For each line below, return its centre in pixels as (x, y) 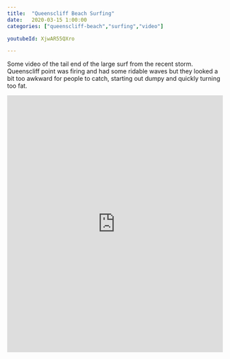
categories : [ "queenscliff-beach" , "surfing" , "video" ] (86, 26)
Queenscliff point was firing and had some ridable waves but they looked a (113, 71)
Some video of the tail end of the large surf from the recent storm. (100, 64)
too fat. (17, 86)
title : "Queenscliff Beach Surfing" (61, 13)
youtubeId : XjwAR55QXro (41, 38)
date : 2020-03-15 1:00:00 (47, 20)
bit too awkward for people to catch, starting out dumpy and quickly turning (114, 79)
